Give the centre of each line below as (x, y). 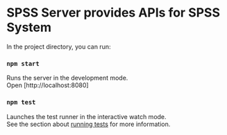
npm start (23, 63)
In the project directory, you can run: (59, 46)
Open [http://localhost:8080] (48, 85)
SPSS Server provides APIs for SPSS (113, 13)
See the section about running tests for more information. (89, 124)
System (29, 27)
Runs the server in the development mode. (67, 78)
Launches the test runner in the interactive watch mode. (87, 116)
